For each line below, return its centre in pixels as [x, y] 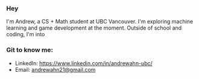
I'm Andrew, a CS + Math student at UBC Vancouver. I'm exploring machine [100, 22]
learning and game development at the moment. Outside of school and [94, 28]
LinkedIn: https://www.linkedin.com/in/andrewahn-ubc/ [84, 63]
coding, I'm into [26, 34]
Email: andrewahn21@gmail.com [55, 69]
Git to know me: [30, 50]
